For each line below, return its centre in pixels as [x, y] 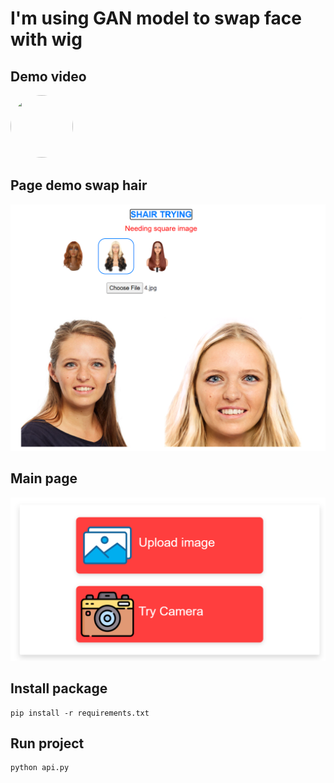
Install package [59, 688]
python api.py [40, 768]
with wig [46, 39]
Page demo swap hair [79, 185]
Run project [47, 743]
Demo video [48, 76]
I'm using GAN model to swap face [156, 18]
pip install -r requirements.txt [80, 713]
